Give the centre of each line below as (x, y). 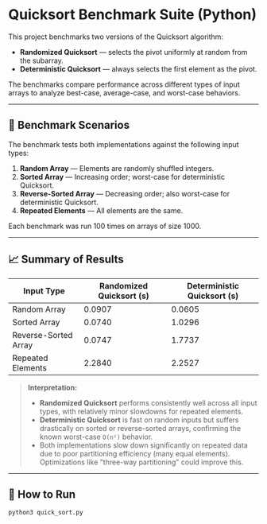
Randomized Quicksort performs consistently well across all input (148, 402)
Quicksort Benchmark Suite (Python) (132, 15)
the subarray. (41, 60)
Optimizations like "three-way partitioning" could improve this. (141, 462)
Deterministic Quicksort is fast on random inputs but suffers (139, 420)
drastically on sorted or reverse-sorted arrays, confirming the (140, 428)
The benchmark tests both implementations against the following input (124, 144)
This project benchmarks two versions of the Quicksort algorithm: (116, 37)
